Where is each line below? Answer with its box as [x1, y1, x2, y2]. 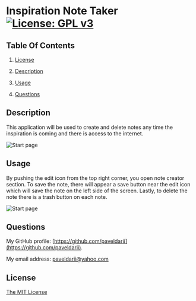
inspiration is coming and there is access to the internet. [6, 129, 144, 137]
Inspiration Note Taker [6, 4, 118, 18]
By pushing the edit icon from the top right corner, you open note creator [6, 174, 185, 182]
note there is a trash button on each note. [6, 193, 108, 200]
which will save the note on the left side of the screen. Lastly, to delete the [6, 187, 188, 194]
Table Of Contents [6, 40, 75, 50]
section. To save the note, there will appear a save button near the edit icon [6, 180, 191, 188]
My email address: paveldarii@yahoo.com [6, 255, 109, 262]
